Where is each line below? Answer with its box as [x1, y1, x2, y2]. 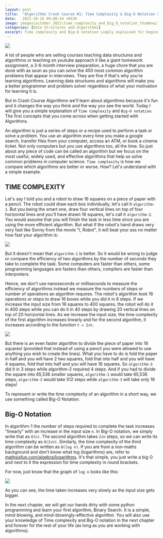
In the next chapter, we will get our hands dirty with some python [5, 502, 135, 507]
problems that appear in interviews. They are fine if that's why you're [5, 73, 143, 78]
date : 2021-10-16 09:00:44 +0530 [5, 16, 77, 21]
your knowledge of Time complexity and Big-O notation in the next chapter [5, 517, 155, 523]
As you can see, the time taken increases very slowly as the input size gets [5, 487, 155, 493]
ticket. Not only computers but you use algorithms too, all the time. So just [5, 143, 153, 149]
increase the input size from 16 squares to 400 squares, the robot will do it [5, 301, 154, 307]
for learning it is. [5, 88, 38, 94]
